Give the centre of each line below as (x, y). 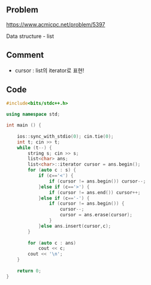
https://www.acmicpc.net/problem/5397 (56, 24)
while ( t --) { (34, 148)
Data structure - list (30, 36)
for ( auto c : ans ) (52, 243)
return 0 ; (29, 271)
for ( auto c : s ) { (52, 170)
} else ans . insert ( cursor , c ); (75, 226)
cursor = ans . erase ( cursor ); (96, 215)
